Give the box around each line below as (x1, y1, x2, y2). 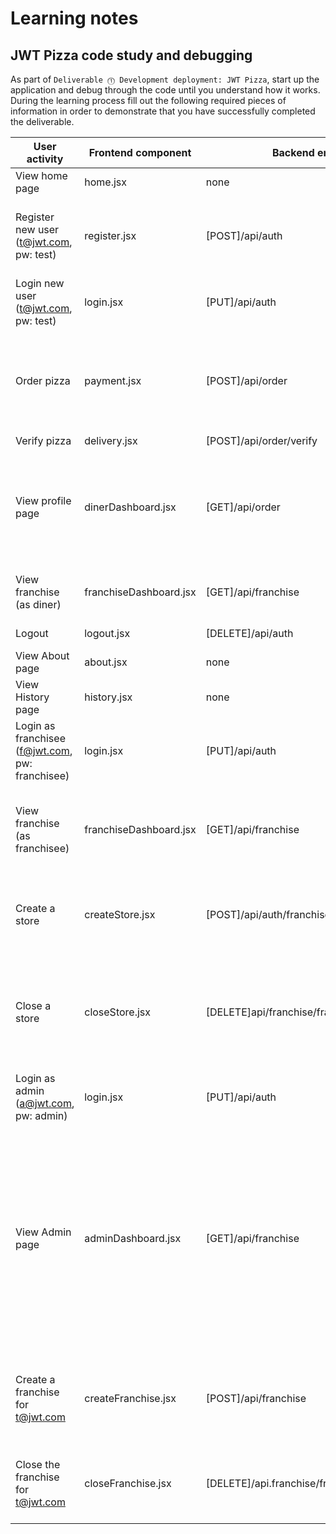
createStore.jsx (84, 908, 156, 921)
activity (26, 152, 64, 166)
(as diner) (15, 598, 62, 611)
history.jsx (84, 690, 133, 704)
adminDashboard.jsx (84, 1232, 182, 1245)
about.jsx (84, 655, 128, 669)
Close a (15, 999, 52, 1012)
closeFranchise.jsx (84, 1477, 172, 1490)
